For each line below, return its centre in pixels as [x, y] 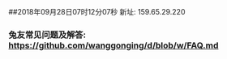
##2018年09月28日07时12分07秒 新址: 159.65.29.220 [97, 12]
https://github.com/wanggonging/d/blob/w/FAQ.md [113, 45]
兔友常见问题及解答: [47, 35]
